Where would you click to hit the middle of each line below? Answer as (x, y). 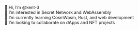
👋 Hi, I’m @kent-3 (22, 7)
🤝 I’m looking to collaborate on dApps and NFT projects (60, 22)
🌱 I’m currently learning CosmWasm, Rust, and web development (69, 17)
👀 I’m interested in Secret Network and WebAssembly (58, 12)
